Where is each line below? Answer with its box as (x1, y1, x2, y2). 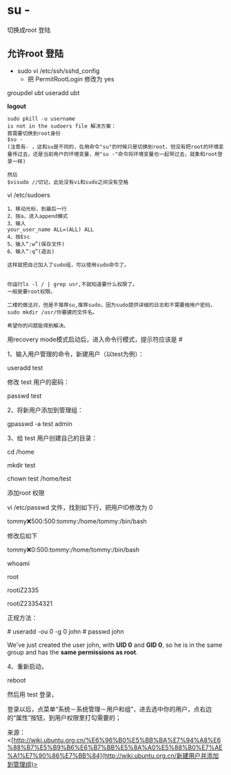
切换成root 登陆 (7, 26, 51, 34)
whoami (7, 559, 30, 567)
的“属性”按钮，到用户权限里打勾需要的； (7, 713, 122, 722)
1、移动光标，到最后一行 (7, 205, 67, 212)
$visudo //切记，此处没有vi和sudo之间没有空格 (7, 179, 129, 185)
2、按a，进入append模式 (7, 212, 68, 219)
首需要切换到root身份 (7, 130, 61, 137)
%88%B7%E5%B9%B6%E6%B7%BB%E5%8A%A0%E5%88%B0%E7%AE (7, 743, 223, 752)
